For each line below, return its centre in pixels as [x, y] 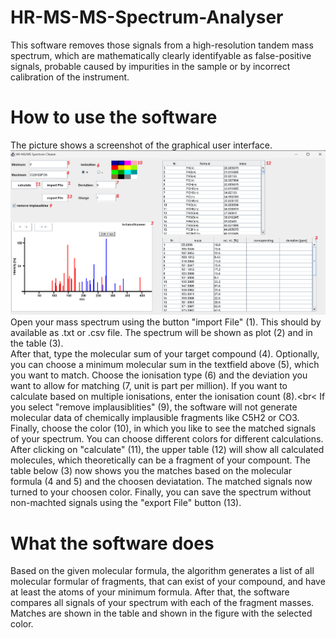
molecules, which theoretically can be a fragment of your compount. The [160, 460]
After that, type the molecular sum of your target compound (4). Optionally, [165, 354]
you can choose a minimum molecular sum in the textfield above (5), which [165, 365]
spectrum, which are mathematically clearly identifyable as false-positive [161, 55]
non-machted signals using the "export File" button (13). [126, 503]
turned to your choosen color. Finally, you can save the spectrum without [161, 492]
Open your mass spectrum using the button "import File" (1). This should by [166, 322]
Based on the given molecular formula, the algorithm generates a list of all [162, 571]
